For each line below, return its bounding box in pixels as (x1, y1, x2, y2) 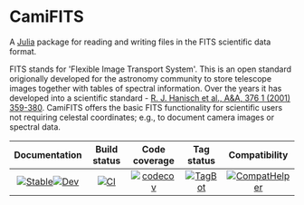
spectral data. (9, 121, 62, 132)
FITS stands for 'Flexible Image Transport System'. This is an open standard (9, 63, 292, 74)
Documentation (14, 148, 83, 161)
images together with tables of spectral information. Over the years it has (9, 83, 282, 93)
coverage (132, 154, 175, 167)
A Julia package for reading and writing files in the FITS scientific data (9, 36, 271, 47)
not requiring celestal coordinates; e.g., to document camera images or (9, 112, 275, 122)
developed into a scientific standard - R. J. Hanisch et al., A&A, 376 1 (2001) (9, 93, 291, 103)
